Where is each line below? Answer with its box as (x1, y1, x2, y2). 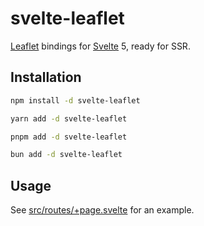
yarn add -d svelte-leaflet (10, 113, 128, 124)
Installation (10, 69, 82, 86)
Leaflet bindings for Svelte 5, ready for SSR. (10, 40, 191, 52)
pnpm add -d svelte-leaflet (10, 132, 128, 142)
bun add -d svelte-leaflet (10, 150, 123, 160)
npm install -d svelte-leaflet (10, 95, 141, 106)
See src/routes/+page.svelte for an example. (10, 204, 195, 216)
